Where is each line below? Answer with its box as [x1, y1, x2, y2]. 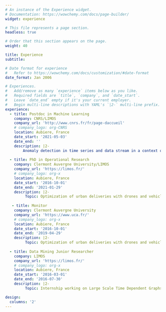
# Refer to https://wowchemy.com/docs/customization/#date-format [5, 70, 149, 76]
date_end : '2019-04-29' [14, 231, 63, 236]
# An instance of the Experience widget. [5, 7, 92, 12]
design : [5, 295, 21, 300]
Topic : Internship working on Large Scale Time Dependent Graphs [25, 286, 163, 291]
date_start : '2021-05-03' [14, 134, 68, 139]
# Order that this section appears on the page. [5, 39, 107, 44]
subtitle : [5, 57, 26, 62]
